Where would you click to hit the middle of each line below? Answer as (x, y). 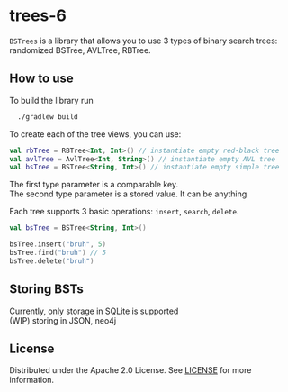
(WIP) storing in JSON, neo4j (63, 320)
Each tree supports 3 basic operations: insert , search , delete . (124, 212)
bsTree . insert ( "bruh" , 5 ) (58, 244)
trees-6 (38, 16)
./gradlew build (48, 117)
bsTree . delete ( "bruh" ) (52, 261)
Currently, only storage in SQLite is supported (94, 311)
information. (32, 380)
